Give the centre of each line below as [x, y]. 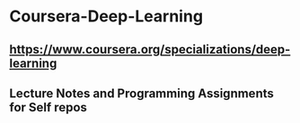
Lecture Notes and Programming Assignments [141, 93]
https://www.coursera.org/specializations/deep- [150, 49]
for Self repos [49, 107]
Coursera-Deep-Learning [106, 16]
